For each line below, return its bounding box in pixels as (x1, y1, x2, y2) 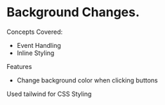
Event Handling (16, 41, 61, 49)
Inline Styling (16, 49, 55, 57)
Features (6, 62, 32, 70)
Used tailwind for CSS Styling (6, 89, 92, 98)
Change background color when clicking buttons (16, 75, 159, 85)
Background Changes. (6, 4, 140, 20)
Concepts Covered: (6, 27, 63, 36)
